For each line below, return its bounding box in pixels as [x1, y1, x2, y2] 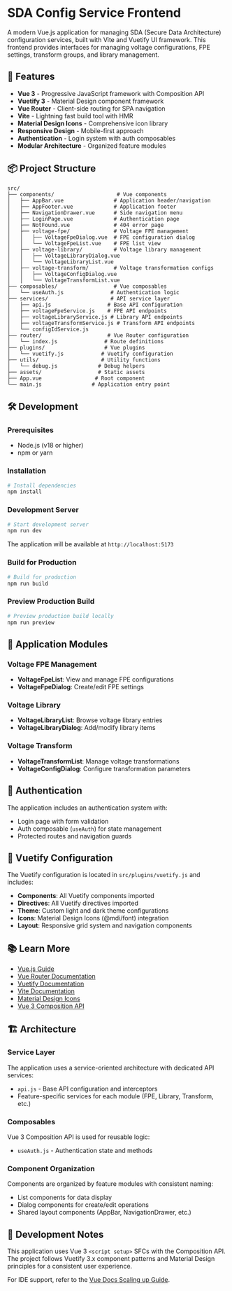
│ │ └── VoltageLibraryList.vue [7, 258, 114, 265]
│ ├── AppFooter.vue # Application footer [7, 203, 177, 210]
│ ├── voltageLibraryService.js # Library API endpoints [7, 313, 183, 320]
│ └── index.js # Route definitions [7, 338, 164, 345]
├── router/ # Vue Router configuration [7, 331, 189, 339]
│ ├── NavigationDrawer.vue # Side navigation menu [7, 209, 183, 216]
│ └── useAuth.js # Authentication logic [7, 289, 180, 296]
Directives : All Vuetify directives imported [17, 899, 138, 908]
